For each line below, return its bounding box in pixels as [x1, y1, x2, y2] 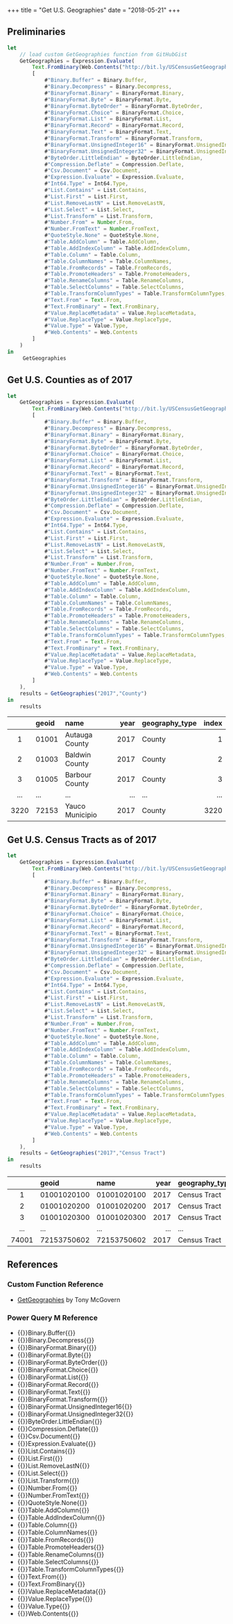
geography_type [141, 718, 198, 728]
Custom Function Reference [7, 1280, 104, 1289]
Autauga [64, 730, 93, 740]
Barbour [64, 770, 92, 780]
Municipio [64, 810, 97, 820]
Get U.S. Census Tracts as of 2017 [7, 834, 157, 846]
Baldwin [64, 750, 92, 760]
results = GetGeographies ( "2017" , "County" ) [19, 690, 148, 697]
